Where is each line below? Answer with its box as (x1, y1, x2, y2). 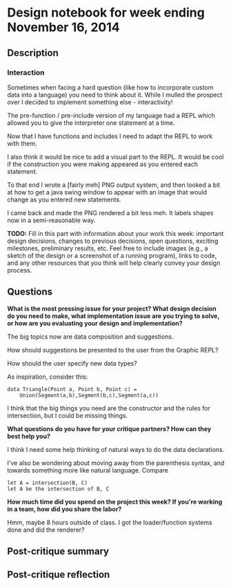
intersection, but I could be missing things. (7, 411, 128, 419)
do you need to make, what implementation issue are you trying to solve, (7, 312, 219, 320)
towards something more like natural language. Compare (7, 466, 169, 474)
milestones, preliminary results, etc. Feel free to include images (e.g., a (7, 243, 208, 252)
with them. (7, 139, 37, 148)
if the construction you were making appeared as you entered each (7, 160, 199, 168)
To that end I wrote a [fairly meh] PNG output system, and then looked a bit (7, 181, 221, 189)
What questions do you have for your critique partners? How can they (7, 424, 212, 432)
